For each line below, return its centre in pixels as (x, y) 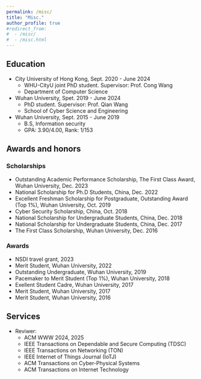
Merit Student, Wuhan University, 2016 (63, 297)
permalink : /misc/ (29, 12)
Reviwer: (26, 331)
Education (26, 64)
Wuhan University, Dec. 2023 (51, 186)
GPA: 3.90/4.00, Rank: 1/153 (58, 130)
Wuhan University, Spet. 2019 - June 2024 (68, 98)
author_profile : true (33, 23)
